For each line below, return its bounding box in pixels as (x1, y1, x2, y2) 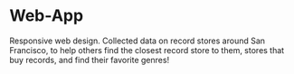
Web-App (9, 5, 84, 26)
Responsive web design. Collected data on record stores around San (9, 35, 265, 46)
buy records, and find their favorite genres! (9, 54, 170, 65)
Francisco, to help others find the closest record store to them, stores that (9, 44, 285, 55)
